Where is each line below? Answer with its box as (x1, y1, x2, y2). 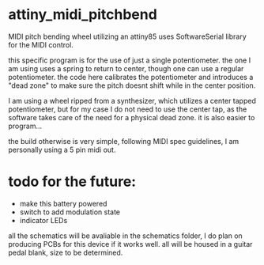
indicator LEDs (19, 215, 68, 225)
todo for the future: (8, 172, 137, 191)
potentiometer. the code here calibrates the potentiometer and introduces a (8, 72, 254, 81)
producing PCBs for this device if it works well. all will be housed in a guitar (8, 239, 253, 248)
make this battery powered (19, 199, 107, 208)
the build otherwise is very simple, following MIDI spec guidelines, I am (8, 136, 239, 146)
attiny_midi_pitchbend (8, 6, 158, 24)
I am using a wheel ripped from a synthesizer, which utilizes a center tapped (8, 96, 257, 105)
